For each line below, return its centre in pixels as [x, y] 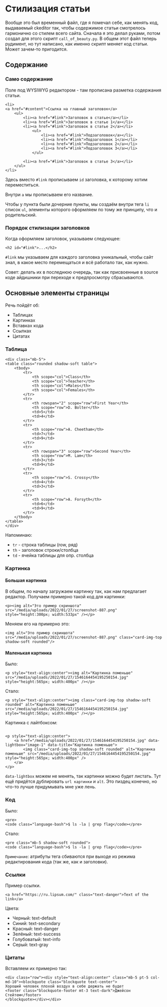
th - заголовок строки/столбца [45, 550]
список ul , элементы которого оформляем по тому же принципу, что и [81, 209]
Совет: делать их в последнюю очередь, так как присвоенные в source [82, 272]
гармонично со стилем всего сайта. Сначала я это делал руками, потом [83, 33]
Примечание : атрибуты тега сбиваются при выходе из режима [70, 856]
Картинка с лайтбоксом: [31, 723]
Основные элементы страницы [57, 293]
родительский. [21, 215]
